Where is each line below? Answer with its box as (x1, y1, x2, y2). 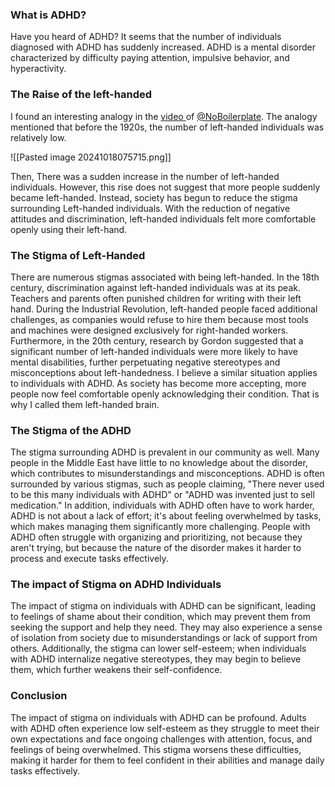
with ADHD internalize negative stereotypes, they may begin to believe (10, 653, 302, 665)
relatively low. (10, 131, 67, 143)
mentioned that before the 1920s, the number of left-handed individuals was (10, 121, 325, 133)
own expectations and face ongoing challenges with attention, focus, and (10, 733, 313, 745)
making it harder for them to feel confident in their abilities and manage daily (10, 754, 325, 766)
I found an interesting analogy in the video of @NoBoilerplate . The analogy (10, 110, 318, 122)
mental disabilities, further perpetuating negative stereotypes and (10, 356, 281, 368)
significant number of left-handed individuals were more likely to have (10, 345, 298, 357)
